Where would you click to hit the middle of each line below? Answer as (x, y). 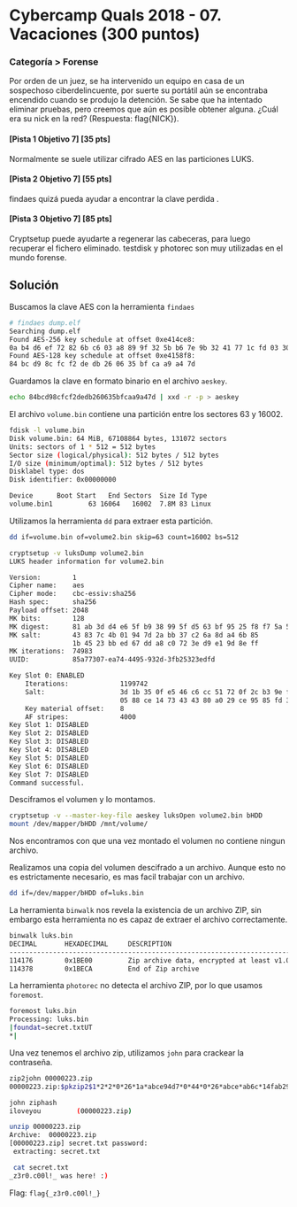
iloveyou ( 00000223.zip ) (71, 1111)
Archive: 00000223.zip (53, 1135)
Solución (34, 286)
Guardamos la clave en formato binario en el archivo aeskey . (118, 381)
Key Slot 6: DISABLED (49, 766)
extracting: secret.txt (57, 1152)
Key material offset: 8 (75, 708)
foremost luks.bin (43, 1011)
